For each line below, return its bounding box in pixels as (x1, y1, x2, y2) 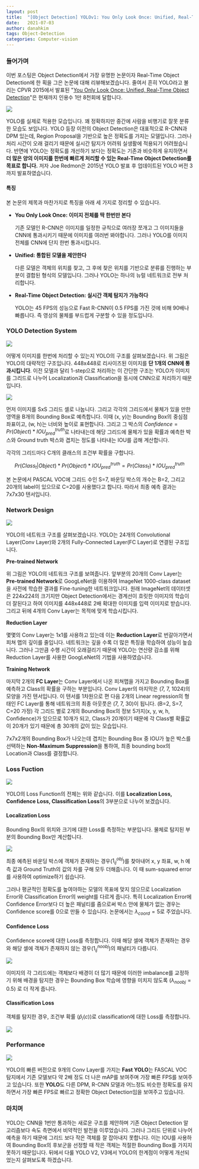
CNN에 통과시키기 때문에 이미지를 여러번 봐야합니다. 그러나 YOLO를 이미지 (14, 231, 188, 238)
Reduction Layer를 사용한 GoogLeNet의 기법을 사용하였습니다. (6, 654, 153, 661)
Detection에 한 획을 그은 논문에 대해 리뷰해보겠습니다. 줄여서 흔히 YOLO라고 (6, 79, 182, 86)
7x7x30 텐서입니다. (6, 491, 52, 498)
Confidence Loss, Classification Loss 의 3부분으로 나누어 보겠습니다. (6, 798, 171, 805)
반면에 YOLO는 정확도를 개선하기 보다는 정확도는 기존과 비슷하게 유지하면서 (14, 147, 188, 154)
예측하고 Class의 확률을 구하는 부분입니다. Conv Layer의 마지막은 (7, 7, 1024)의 (6, 685, 191, 692)
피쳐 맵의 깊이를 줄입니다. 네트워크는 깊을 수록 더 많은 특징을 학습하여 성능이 (6, 639, 182, 646)
